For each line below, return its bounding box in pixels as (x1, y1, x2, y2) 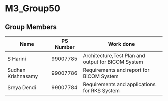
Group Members (5, 23, 57, 31)
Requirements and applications (83, 81, 156, 88)
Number (54, 44, 75, 50)
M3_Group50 (5, 3, 61, 14)
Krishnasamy (7, 73, 38, 80)
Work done (108, 41, 135, 47)
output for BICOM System (83, 58, 143, 65)
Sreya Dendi (7, 84, 36, 91)
